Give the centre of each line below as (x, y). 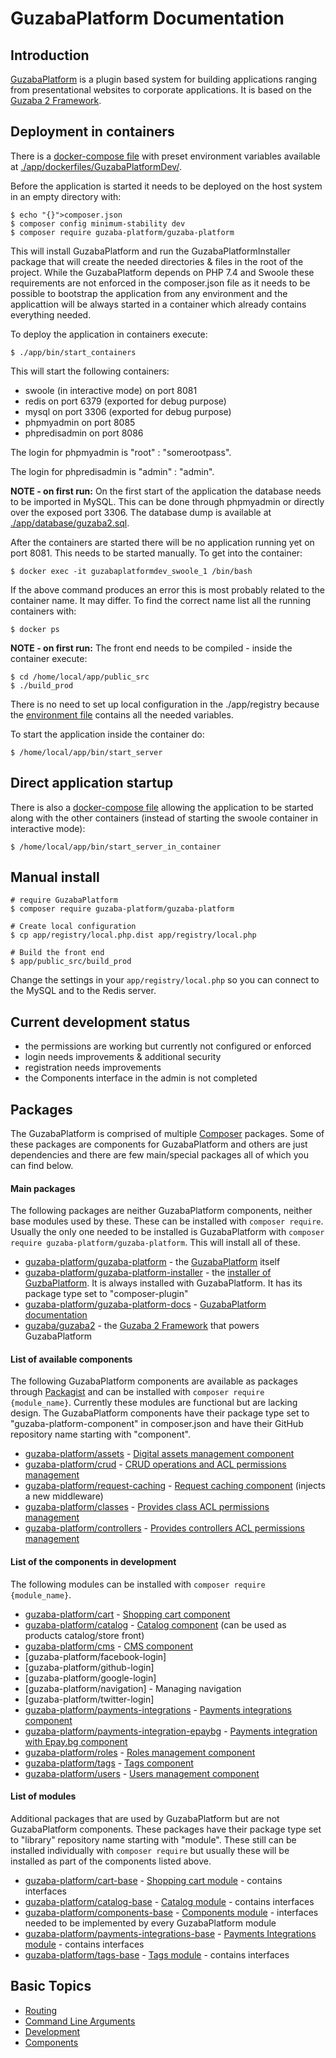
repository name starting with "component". (101, 1434)
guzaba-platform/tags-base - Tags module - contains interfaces (157, 1954)
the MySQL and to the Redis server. (83, 991)
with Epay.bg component (76, 1741)
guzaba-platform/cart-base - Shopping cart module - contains (153, 1880)
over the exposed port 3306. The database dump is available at (141, 512)
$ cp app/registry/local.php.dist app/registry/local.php (133, 935)
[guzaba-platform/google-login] (90, 1678)
